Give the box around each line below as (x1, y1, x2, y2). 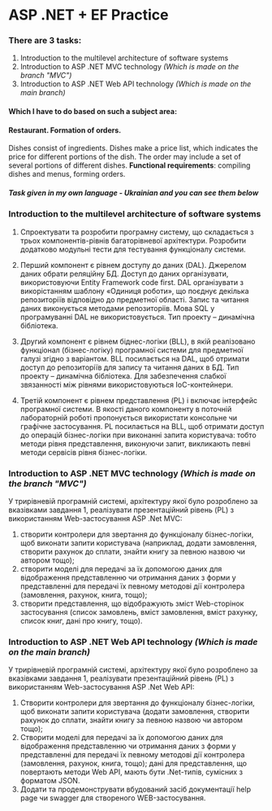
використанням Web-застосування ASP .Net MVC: (8, 513, 183, 523)
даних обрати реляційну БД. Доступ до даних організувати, (19, 269, 229, 278)
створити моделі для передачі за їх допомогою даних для (19, 563, 222, 573)
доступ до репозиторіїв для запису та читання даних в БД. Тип (19, 362, 240, 372)
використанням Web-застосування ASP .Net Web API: (8, 682, 195, 692)
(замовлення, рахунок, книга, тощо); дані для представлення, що (19, 759, 248, 769)
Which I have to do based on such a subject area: (8, 107, 177, 116)
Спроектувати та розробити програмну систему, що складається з (19, 226, 254, 237)
